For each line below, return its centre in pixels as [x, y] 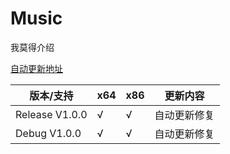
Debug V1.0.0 [48, 133]
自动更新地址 [36, 68]
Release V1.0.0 [51, 114]
